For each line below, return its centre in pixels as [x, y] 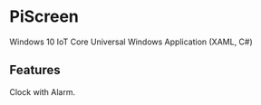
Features [35, 70]
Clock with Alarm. [42, 91]
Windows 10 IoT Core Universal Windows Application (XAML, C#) [131, 42]
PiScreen [44, 17]
